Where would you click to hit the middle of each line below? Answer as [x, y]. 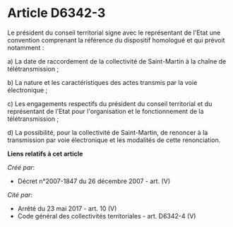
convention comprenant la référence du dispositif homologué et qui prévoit [116, 40]
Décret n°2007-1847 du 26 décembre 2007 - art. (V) [94, 181]
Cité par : [20, 194]
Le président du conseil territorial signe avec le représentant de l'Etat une [114, 33]
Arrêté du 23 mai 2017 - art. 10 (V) [67, 208]
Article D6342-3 [56, 13]
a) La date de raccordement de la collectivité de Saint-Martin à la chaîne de [117, 61]
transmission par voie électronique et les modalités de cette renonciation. [114, 140]
